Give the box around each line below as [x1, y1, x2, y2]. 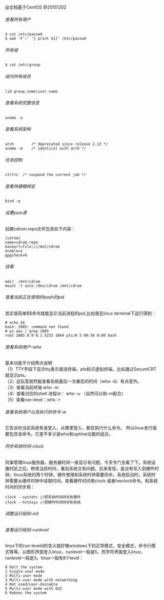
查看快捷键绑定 [5, 183, 35, 189]
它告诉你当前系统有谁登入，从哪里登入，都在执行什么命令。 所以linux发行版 [5, 425, 157, 431]
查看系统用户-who [5, 344, 41, 350]
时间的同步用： [5, 484, 35, 490]
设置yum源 [5, 210, 27, 216]
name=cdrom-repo [5, 240, 38, 245]
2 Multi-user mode [5, 574, 42, 578]
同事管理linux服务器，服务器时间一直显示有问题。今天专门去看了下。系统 [5, 459, 151, 465]
